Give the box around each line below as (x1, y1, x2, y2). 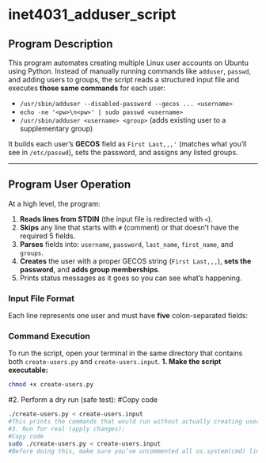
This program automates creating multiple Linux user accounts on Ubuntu (8, 58, 249, 67)
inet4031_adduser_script (8, 6, 177, 24)
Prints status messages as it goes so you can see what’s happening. (19, 273, 243, 283)
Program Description (8, 37, 113, 51)
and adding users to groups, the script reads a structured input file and (8, 75, 240, 84)
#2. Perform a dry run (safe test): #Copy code (8, 395, 158, 404)
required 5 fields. (19, 231, 76, 241)
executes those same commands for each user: (8, 83, 166, 93)
